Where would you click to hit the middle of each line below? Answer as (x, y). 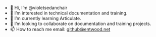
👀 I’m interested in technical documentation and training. (69, 13)
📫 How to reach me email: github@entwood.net (60, 29)
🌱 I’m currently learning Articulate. (46, 18)
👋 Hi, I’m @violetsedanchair (39, 8)
